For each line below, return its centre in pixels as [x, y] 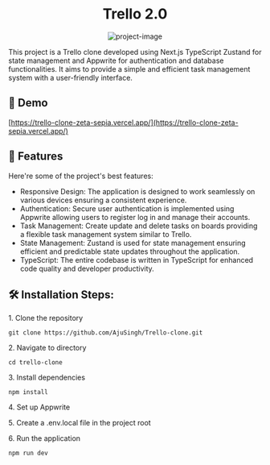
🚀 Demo [28, 103]
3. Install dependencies [47, 378]
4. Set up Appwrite [39, 407]
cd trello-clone [35, 363]
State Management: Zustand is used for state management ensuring [133, 243]
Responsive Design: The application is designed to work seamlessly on [137, 191]
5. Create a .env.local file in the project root [80, 423]
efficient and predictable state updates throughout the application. [130, 251]
